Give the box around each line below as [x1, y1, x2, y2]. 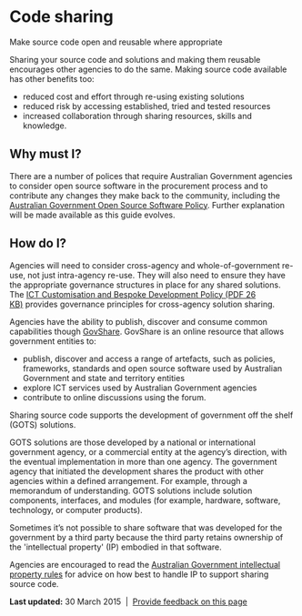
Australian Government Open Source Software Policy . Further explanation [9, 199, 285, 210]
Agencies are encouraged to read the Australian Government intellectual [9, 559, 281, 570]
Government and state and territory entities [22, 372, 185, 383]
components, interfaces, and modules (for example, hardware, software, [9, 494, 281, 506]
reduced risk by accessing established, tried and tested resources [22, 100, 271, 111]
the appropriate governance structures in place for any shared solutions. [9, 279, 281, 290]
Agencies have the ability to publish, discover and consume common [9, 316, 268, 327]
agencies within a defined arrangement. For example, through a [9, 475, 248, 486]
